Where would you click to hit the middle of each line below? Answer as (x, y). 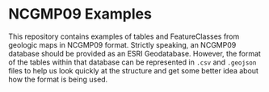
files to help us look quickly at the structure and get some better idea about (133, 70)
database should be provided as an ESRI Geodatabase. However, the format (134, 53)
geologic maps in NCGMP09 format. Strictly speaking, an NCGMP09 (122, 44)
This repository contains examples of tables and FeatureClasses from (124, 36)
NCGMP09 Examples (80, 14)
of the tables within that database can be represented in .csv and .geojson (132, 62)
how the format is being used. (58, 79)
